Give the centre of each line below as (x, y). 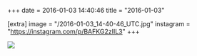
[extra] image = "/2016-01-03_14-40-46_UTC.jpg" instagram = (99, 24)
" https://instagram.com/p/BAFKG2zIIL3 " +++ (74, 32)
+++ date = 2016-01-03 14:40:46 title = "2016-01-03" (86, 10)
